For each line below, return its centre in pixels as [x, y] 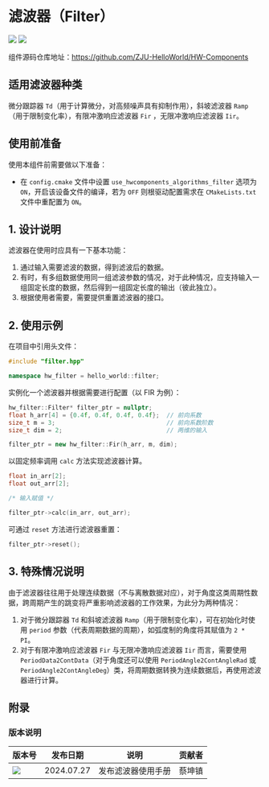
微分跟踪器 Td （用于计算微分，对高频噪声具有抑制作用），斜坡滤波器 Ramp [128, 105]
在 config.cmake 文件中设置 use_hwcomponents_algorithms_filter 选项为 [138, 181]
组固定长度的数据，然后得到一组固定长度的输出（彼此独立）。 [120, 287]
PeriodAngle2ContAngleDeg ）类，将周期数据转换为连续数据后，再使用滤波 [141, 670]
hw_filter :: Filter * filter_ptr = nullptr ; [80, 407]
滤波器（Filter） [61, 16]
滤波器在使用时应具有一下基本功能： [68, 250]
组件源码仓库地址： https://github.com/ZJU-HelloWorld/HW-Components [128, 56]
